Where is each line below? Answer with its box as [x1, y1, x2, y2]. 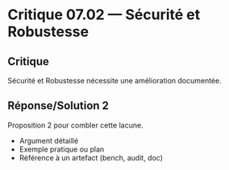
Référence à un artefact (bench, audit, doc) [19, 152, 163, 162]
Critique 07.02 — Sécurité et [7, 6, 201, 24]
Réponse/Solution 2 [7, 99, 110, 113]
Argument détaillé [19, 136, 79, 145]
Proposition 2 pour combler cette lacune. [7, 120, 144, 130]
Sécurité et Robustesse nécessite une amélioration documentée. [7, 76, 223, 85]
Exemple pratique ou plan [19, 144, 105, 154]
